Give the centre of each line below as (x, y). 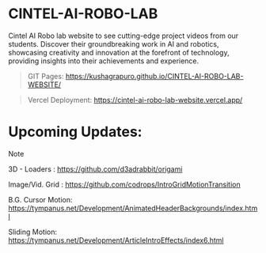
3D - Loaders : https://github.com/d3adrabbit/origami (95, 169)
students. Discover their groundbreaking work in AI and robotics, (114, 43)
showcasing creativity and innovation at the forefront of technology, (119, 52)
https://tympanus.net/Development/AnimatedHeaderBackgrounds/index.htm (133, 208)
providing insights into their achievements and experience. (104, 61)
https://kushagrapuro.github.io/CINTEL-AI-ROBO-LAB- (154, 76)
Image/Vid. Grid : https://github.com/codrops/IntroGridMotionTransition (124, 184)
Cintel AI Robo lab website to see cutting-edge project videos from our (123, 36)
